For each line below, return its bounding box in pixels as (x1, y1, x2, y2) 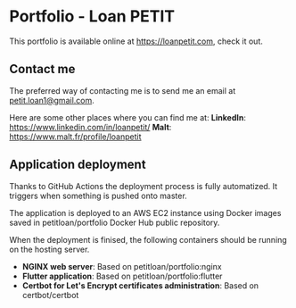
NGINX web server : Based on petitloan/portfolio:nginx (21, 261, 222, 271)
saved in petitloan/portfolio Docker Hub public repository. (9, 217, 220, 228)
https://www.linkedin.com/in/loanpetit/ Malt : (9, 121, 172, 132)
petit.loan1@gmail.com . (9, 95, 95, 105)
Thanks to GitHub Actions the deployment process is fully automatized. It (9, 180, 278, 191)
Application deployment (9, 157, 146, 172)
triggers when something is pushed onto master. (9, 190, 187, 201)
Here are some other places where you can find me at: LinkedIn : (9, 112, 247, 122)
